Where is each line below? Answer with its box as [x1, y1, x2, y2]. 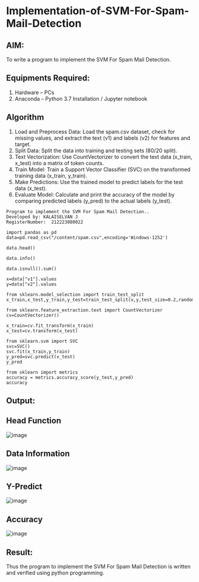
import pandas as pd [6, 229, 57, 235]
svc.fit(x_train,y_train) [6, 348, 70, 355]
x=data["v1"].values [6, 276, 57, 282]
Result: [6, 547, 33, 557]
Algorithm [6, 112, 44, 123]
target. [14, 140, 31, 147]
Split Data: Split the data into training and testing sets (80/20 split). [14, 147, 178, 154]
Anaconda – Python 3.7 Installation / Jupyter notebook [14, 95, 147, 102]
